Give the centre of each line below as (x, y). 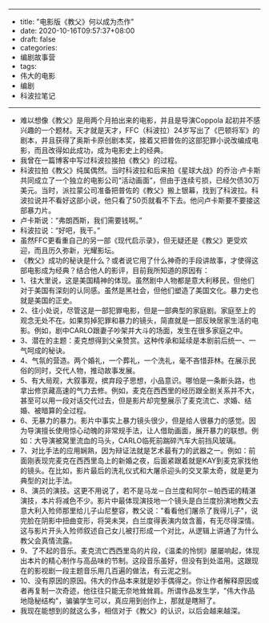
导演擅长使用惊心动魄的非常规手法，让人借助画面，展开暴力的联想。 (139, 430)
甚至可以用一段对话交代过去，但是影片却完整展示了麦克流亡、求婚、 (132, 400)
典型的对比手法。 (48, 480)
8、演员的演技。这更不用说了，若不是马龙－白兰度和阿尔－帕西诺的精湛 (138, 490)
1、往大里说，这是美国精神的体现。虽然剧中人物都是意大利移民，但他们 (137, 280)
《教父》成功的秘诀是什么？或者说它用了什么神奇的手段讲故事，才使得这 (139, 260)
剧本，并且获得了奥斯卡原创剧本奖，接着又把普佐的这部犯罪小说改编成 (136, 140)
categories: (38, 48)
